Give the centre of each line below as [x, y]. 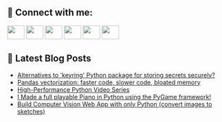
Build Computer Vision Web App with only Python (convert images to [114, 104]
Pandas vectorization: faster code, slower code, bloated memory [109, 82]
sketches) [31, 111]
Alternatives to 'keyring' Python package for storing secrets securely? [116, 75]
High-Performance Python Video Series [73, 89]
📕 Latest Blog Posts [49, 59]
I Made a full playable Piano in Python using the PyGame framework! [114, 97]
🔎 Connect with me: [50, 13]
